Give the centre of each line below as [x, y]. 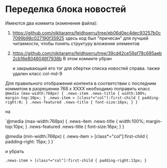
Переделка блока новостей [66, 9]
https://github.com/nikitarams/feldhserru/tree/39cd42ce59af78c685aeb [87, 53]
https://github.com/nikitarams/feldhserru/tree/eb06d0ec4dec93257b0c [87, 33]
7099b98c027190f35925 [38, 38]
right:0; [14, 102]
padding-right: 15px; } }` [30, 141]
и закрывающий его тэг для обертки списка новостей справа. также [86, 68]
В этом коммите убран [87, 58]
